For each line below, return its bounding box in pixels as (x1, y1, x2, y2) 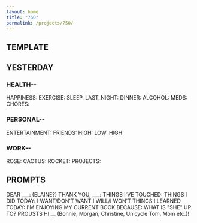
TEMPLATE (6, 42, 49, 52)
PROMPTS (6, 175, 46, 185)
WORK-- (6, 144, 31, 152)
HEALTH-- (6, 80, 37, 89)
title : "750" (6, 14, 39, 20)
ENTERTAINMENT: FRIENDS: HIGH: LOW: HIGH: (6, 129, 124, 136)
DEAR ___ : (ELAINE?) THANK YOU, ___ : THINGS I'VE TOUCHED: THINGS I (6, 191, 187, 198)
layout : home (6, 8, 39, 15)
